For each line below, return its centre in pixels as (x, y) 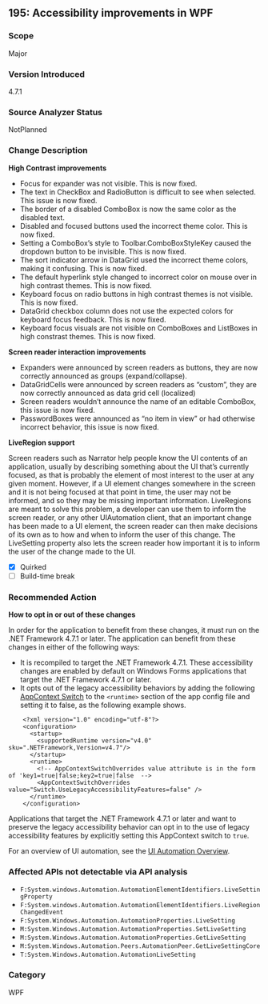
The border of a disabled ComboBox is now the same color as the (128, 209)
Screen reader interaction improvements (77, 352)
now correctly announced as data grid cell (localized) (108, 393)
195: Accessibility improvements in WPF (111, 13)
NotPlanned (28, 130)
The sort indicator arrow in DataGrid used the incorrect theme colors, (134, 260)
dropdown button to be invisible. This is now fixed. (103, 251)
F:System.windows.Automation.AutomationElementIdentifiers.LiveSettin (140, 890)
